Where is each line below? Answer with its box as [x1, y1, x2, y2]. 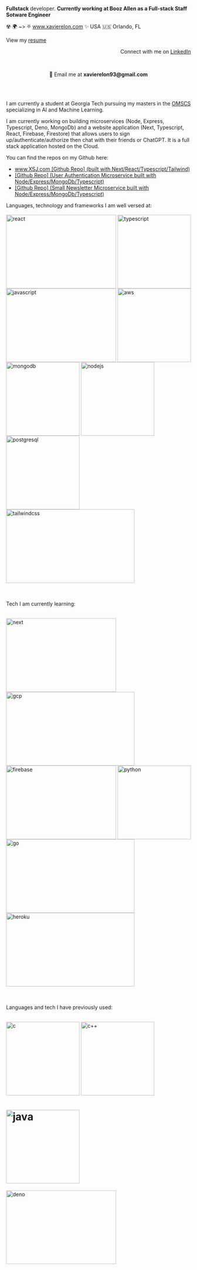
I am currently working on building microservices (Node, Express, [6, 118, 165, 124]
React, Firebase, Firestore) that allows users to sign [6, 130, 130, 137]
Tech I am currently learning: [6, 600, 76, 607]
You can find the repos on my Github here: [6, 154, 108, 161]
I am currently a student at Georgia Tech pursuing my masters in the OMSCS [6, 100, 191, 107]
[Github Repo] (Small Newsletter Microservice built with [14, 184, 150, 191]
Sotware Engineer [6, 11, 51, 18]
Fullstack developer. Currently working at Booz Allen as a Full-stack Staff [6, 5, 188, 12]
